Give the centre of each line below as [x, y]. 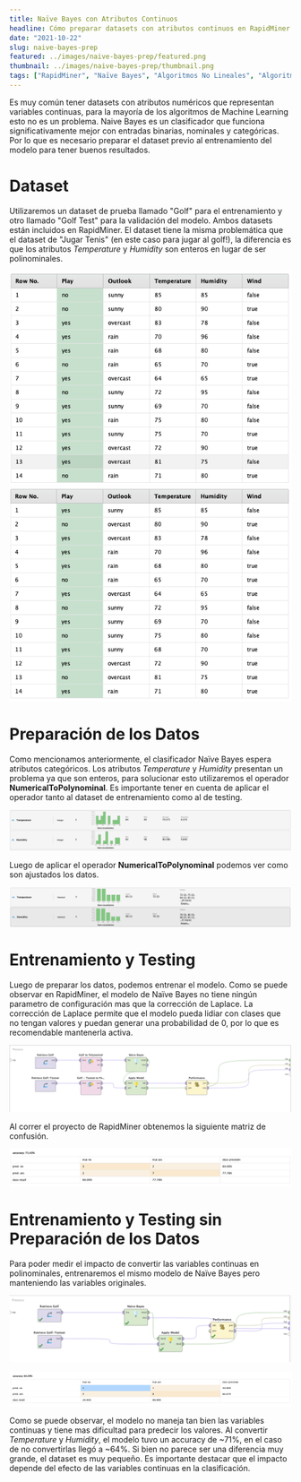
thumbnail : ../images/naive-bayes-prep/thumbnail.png [112, 66]
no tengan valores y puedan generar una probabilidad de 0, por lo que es [144, 1022]
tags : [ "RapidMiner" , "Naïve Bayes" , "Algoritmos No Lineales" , [132, 76]
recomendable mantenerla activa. [71, 1032]
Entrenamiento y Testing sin [116, 1219]
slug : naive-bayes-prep [54, 47]
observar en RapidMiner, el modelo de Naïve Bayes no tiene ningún [133, 994]
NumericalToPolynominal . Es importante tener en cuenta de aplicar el [139, 788]
